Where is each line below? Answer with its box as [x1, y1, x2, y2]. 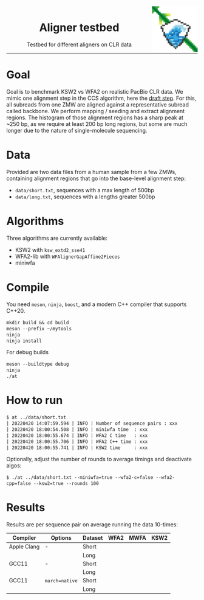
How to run [6, 393, 63, 407]
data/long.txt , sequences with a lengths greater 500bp [15, 193, 155, 200]
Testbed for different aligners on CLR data [26, 41, 132, 48]
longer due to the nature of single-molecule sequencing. [6, 127, 148, 134]
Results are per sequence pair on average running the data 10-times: [6, 520, 178, 528]
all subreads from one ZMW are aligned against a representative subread [6, 100, 189, 108]
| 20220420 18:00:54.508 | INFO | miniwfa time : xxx [6, 426, 148, 433]
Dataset [83, 534, 103, 542]
